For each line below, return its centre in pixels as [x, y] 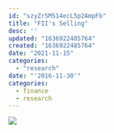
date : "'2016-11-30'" [45, 76]
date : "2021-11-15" [41, 53]
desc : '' [23, 31]
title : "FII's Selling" [49, 23]
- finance [32, 91]
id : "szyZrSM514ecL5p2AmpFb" [57, 16]
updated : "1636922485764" [52, 38]
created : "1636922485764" [52, 46]
